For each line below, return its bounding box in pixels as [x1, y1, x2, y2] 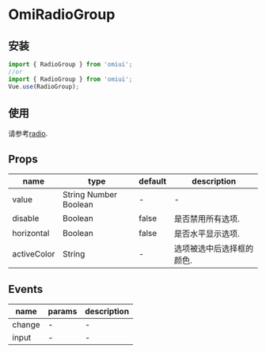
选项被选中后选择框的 [173, 243, 254, 254]
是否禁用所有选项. [173, 214, 240, 225]
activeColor [12, 249, 55, 260]
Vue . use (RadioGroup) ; [8, 82, 80, 90]
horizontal [12, 228, 50, 239]
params [47, 306, 78, 317]
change [12, 319, 41, 330]
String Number [63, 189, 117, 200]
